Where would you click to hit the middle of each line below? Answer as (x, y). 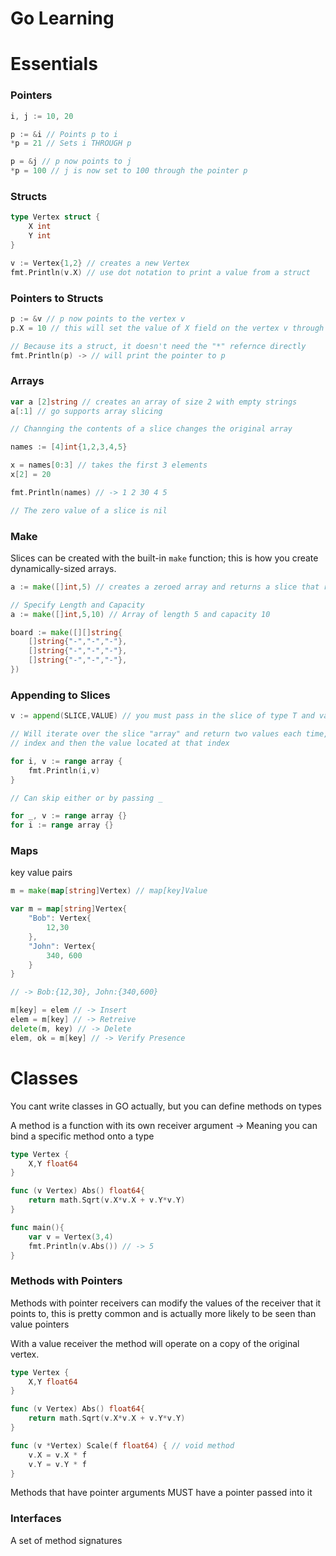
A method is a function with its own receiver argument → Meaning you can (164, 1125)
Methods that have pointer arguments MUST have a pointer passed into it (161, 1493)
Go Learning (62, 18)
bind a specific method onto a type (82, 1136)
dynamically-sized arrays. (63, 568)
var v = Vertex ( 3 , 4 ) (71, 1237)
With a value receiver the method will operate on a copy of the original (155, 1343)
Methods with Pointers (66, 1281)
